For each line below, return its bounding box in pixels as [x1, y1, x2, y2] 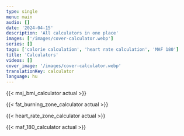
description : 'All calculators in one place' [6, 30, 119, 36]
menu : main [6, 14, 33, 20]
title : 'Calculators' [6, 52, 59, 58]
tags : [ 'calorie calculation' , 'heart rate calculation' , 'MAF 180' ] [6, 47, 179, 53]
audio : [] [6, 19, 30, 25]
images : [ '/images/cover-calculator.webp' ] [6, 36, 114, 41]
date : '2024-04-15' [6, 25, 54, 31]
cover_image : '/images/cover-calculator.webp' [6, 62, 121, 69]
